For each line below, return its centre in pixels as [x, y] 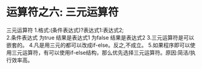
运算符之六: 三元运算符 [62, 12]
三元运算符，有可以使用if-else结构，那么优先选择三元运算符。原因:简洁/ [101, 52]
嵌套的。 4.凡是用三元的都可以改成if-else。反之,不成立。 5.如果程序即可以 [98, 45]
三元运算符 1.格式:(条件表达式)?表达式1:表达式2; [65, 30]
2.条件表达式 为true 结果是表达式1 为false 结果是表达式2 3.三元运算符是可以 [100, 37]
